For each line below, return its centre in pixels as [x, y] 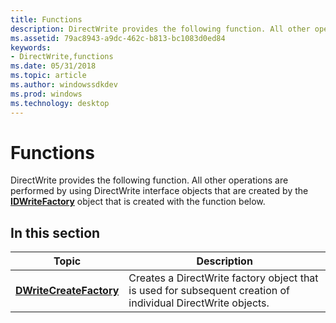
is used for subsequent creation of [209, 291]
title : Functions [46, 19]
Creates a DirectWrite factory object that [223, 278]
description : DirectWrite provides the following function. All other [160, 29]
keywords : [31, 47]
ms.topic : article [48, 76]
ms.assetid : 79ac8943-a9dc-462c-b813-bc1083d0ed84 [118, 38]
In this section [55, 232]
